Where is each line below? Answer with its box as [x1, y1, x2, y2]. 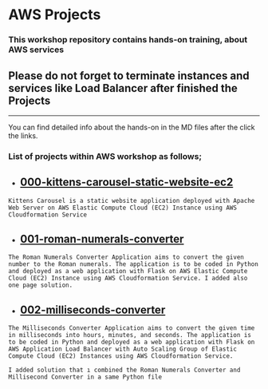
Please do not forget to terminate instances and [8, 69, 250, 82]
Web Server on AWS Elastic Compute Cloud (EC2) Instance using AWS [8, 204, 238, 212]
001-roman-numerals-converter [19, 232, 184, 246]
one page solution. [8, 281, 73, 289]
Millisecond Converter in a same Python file [8, 373, 162, 381]
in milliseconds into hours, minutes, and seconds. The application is [8, 331, 251, 339]
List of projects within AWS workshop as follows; [8, 150, 202, 161]
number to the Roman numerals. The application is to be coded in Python [8, 260, 259, 268]
